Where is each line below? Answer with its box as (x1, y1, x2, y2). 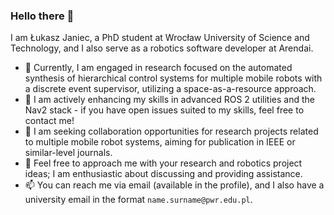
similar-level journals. (24, 147, 113, 159)
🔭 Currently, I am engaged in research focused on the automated (24, 62, 293, 74)
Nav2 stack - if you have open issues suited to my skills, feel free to (24, 104, 305, 116)
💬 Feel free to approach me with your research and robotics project (24, 157, 303, 169)
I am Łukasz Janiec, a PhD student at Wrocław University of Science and (10, 32, 310, 44)
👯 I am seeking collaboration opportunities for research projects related (24, 125, 319, 138)
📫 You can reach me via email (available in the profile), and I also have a (24, 179, 325, 191)
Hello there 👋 (10, 9, 75, 23)
